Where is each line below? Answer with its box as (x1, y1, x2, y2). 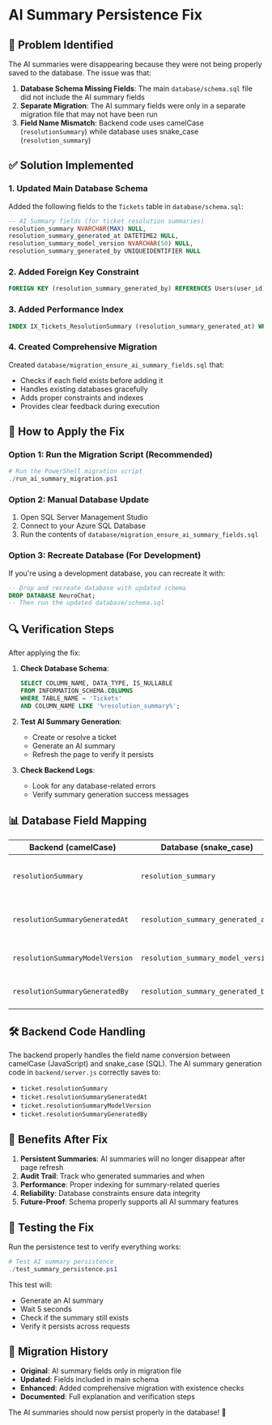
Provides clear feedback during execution (19, 401, 160, 410)
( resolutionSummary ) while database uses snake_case (19, 127, 199, 136)
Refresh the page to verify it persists (32, 749, 154, 759)
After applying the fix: (8, 648, 81, 657)
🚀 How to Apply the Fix (8, 425, 125, 439)
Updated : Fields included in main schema (19, 1375, 159, 1385)
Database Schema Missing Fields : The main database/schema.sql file (19, 83, 253, 93)
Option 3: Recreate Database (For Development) (8, 550, 202, 561)
